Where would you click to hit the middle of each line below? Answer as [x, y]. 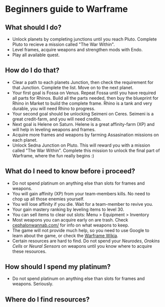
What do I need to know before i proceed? [70, 171]
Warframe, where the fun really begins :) [53, 155]
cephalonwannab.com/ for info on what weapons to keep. [70, 225]
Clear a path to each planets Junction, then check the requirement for [83, 82]
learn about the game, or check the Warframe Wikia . [65, 235]
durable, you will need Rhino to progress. [54, 108]
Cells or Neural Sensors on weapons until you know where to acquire [82, 246]
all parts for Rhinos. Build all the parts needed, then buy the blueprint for [85, 98]
